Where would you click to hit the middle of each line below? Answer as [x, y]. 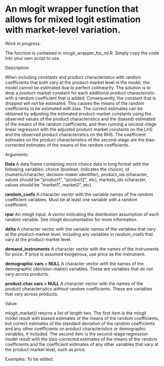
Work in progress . [23, 43]
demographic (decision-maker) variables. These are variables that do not [79, 269]
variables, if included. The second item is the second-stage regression [77, 334]
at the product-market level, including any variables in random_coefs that [79, 234]
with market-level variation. [63, 30]
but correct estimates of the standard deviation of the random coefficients [80, 323]
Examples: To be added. [29, 359]
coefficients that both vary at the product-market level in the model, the [77, 82]
